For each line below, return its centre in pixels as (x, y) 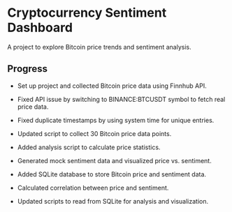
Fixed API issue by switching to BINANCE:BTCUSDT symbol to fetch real (121, 99)
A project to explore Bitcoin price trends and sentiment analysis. (100, 47)
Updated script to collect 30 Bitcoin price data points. (94, 133)
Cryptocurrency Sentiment (87, 13)
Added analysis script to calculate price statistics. (89, 147)
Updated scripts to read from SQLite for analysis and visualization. (113, 201)
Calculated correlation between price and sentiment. (93, 188)
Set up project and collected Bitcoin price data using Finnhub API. (112, 86)
